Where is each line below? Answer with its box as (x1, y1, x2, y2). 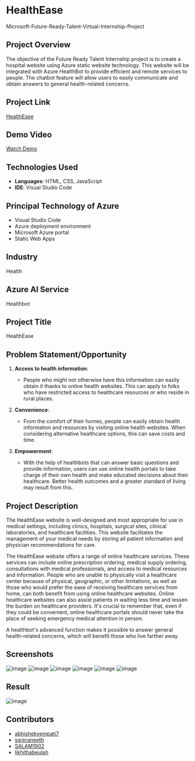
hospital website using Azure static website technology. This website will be (6, 61, 189, 68)
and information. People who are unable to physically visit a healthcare (6, 571, 177, 578)
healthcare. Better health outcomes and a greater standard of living (23, 478, 186, 485)
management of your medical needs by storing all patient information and (6, 535, 183, 542)
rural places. (23, 395, 54, 402)
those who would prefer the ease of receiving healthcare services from (6, 584, 178, 591)
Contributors (6, 715, 54, 725)
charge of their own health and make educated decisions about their (23, 472, 189, 479)
